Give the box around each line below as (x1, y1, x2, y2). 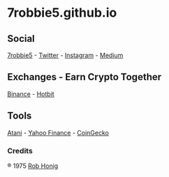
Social (7, 33, 35, 45)
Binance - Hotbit (7, 89, 54, 98)
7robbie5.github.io (7, 5, 117, 21)
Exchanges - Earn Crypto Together (7, 71, 162, 83)
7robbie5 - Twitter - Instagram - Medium (7, 51, 124, 59)
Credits (7, 146, 33, 155)
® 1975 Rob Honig (7, 162, 59, 170)
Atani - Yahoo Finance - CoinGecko (7, 128, 110, 137)
